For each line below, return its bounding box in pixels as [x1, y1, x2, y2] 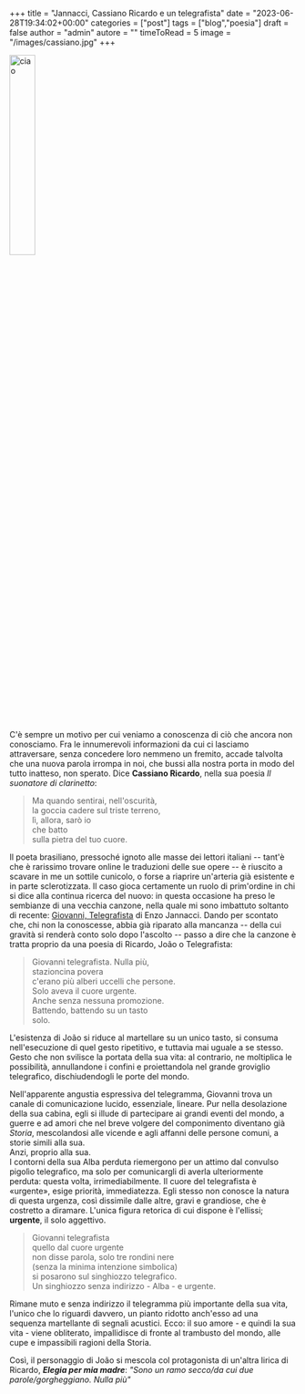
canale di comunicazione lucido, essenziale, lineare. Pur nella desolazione [9, 1099, 288, 1109]
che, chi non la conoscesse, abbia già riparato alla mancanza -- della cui [9, 920, 282, 930]
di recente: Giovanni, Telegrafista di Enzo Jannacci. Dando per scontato [9, 910, 279, 920]
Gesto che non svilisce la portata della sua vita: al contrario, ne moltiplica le [9, 1052, 293, 1062]
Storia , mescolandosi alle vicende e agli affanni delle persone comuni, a [9, 1128, 280, 1138]
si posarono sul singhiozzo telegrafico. [31, 1271, 178, 1282]
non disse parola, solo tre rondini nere [31, 1252, 175, 1262]
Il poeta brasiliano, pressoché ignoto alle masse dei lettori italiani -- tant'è [9, 852, 285, 862]
